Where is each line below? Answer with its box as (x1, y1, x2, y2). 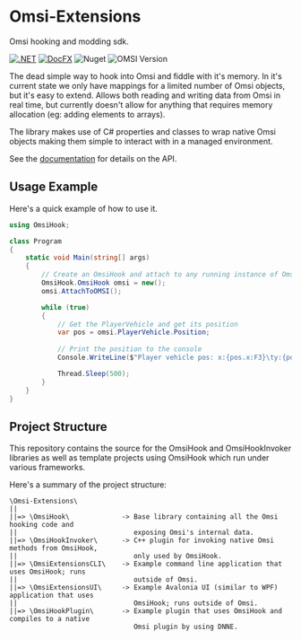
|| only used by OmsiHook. (9, 552, 222, 561)
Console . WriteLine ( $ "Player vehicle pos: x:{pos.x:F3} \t (56, 353, 275, 362)
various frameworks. (9, 462, 86, 473)
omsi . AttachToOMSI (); (41, 286, 123, 295)
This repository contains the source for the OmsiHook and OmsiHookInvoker (9, 443, 292, 454)
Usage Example (9, 180, 99, 195)
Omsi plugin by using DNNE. (133, 622, 239, 632)
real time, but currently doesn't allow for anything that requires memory (9, 99, 273, 110)
